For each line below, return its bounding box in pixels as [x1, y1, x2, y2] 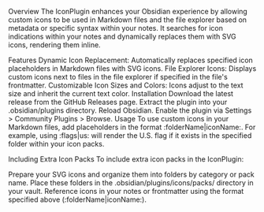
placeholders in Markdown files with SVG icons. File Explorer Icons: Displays [8, 64, 257, 73]
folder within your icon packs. [8, 139, 105, 148]
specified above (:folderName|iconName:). [8, 195, 147, 204]
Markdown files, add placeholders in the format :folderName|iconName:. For [8, 122, 256, 132]
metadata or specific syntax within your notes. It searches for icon [8, 24, 223, 32]
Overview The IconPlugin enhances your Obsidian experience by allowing [8, 7, 248, 16]
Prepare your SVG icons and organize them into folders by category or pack [8, 169, 255, 179]
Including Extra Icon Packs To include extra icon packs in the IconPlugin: [8, 154, 244, 164]
